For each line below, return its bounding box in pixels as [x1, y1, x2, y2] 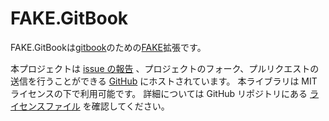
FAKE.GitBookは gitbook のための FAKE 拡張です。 [10, 41, 207, 53]
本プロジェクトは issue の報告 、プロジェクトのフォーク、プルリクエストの [10, 62, 320, 74]
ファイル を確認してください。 [44, 100, 170, 112]
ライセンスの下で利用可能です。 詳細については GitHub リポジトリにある [10, 87, 308, 99]
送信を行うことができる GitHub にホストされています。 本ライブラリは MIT [10, 75, 318, 87]
